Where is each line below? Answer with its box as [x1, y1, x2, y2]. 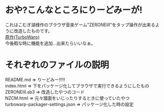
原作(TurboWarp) [5, 34, 40, 40]
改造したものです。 [13, 28, 53, 34]
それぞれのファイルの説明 [5, 60, 110, 71]
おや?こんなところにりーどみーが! [5, 4, 143, 16]
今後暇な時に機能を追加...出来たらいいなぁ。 [5, 40, 95, 46]
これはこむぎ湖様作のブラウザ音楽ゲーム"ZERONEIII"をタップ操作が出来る [5, 22, 156, 28]
